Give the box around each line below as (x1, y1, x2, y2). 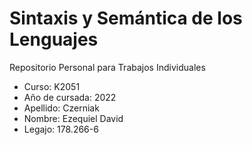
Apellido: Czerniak (23, 102, 100, 114)
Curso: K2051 (23, 80, 81, 92)
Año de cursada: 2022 (23, 91, 117, 103)
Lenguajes (9, 28, 99, 51)
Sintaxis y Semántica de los (9, 7, 243, 30)
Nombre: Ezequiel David (23, 112, 124, 124)
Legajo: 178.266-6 (23, 123, 99, 135)
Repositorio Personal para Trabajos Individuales (9, 61, 206, 73)
